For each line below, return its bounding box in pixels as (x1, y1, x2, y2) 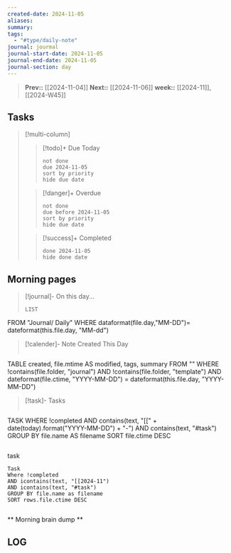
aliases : (7, 17, 33, 24)
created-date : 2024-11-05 (7, 10, 84, 18)
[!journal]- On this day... (24, 292, 95, 301)
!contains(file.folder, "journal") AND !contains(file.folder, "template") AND (7, 368, 222, 376)
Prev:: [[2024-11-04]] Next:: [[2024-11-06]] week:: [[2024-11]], (24, 83, 212, 91)
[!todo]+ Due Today (42, 144, 100, 153)
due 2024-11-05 (42, 164, 87, 171)
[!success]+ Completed (42, 234, 112, 242)
